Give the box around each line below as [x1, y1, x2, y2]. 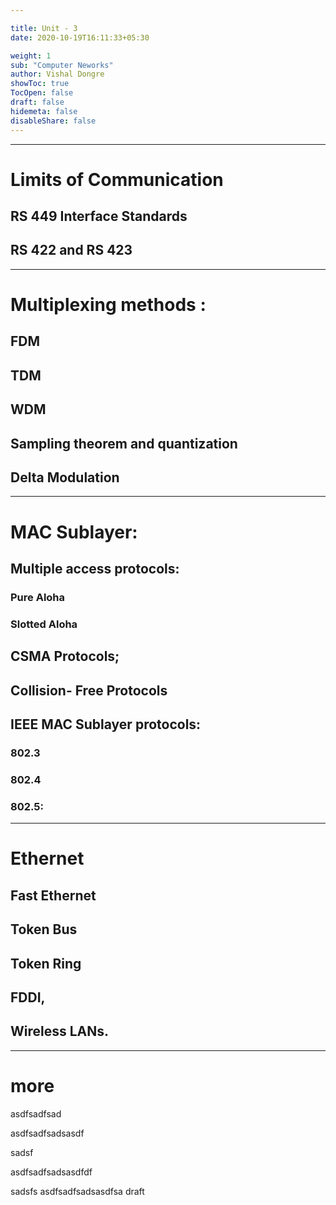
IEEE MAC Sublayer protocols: [10, 716, 202, 733]
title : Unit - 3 [10, 23, 78, 33]
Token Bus [10, 921, 78, 938]
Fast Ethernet [10, 887, 97, 904]
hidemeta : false [10, 106, 78, 116]
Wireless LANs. [10, 1023, 110, 1040]
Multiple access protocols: [10, 561, 180, 578]
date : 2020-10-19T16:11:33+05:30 [10, 32, 150, 43]
